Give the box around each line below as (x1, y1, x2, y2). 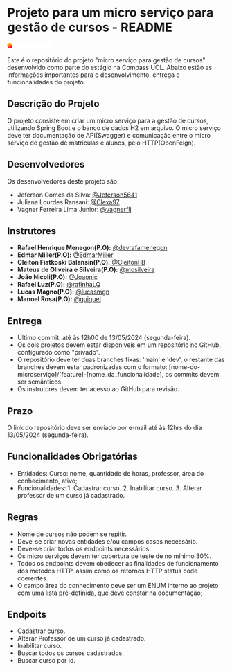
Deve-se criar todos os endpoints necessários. (17, 544, 151, 553)
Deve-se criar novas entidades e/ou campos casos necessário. (17, 537, 198, 545)
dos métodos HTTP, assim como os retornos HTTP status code (17, 566, 198, 575)
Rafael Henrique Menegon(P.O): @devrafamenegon (17, 244, 168, 252)
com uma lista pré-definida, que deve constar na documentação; (17, 589, 203, 597)
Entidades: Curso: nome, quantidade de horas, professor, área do (17, 469, 204, 477)
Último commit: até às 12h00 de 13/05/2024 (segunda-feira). (17, 334, 191, 342)
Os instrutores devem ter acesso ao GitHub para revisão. (17, 385, 180, 393)
